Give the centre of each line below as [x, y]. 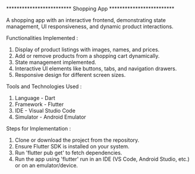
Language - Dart [35, 98]
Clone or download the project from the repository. [77, 140]
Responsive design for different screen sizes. [70, 75]
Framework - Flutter [39, 104]
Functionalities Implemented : [42, 38]
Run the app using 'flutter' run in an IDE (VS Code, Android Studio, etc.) [102, 159]
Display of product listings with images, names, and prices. [87, 49]
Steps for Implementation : [39, 128]
